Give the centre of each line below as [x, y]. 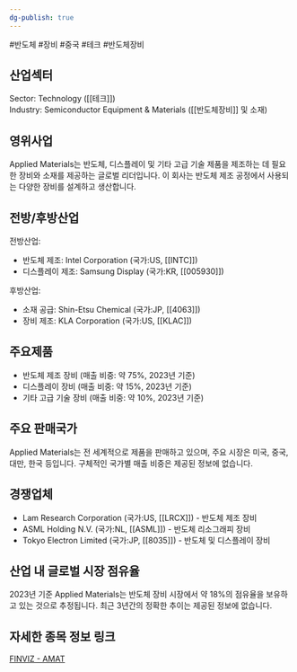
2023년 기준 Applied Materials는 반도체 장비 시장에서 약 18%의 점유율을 [137, 595]
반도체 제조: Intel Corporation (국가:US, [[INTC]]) [110, 261]
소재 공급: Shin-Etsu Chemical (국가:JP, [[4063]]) [111, 310]
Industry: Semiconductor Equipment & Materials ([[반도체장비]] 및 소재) [138, 110]
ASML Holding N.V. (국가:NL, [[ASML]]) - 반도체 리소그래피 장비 [136, 529]
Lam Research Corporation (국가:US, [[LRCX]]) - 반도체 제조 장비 [140, 517]
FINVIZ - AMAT [37, 659]
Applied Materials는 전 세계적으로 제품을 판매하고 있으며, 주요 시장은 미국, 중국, [149, 452]
